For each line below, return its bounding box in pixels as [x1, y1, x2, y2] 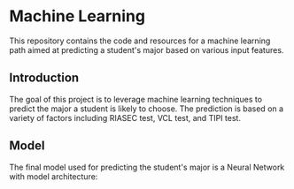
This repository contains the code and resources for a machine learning [9, 35, 271, 46]
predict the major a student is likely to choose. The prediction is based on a [9, 103, 284, 114]
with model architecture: [9, 170, 98, 182]
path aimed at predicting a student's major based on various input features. [9, 44, 284, 55]
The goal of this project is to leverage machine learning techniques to [9, 94, 263, 104]
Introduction [9, 71, 80, 86]
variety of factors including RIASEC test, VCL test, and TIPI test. [9, 112, 242, 123]
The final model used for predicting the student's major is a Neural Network [9, 162, 285, 172]
